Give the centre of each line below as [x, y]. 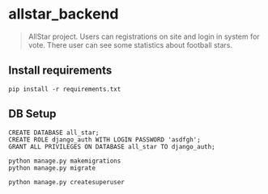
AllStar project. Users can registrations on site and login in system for [144, 36]
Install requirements [60, 71]
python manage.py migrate [52, 168]
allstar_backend [64, 14]
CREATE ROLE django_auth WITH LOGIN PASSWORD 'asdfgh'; [104, 139]
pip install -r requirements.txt [65, 89]
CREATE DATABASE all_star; [54, 133]
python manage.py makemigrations [65, 161]
